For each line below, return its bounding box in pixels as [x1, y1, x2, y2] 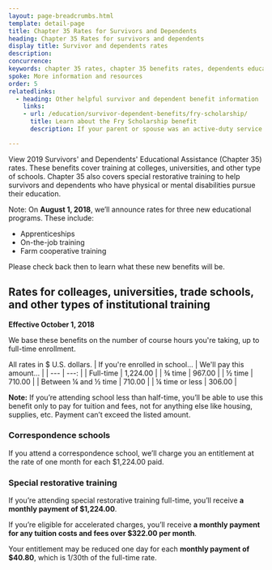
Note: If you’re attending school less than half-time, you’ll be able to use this [8, 392, 263, 402]
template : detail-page [8, 19, 85, 28]
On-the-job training [19, 237, 85, 247]
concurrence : [8, 58, 53, 66]
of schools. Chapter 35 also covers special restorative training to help [8, 171, 240, 181]
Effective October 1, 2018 [8, 319, 95, 329]
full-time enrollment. [8, 344, 76, 354]
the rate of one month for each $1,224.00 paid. [8, 456, 164, 466]
